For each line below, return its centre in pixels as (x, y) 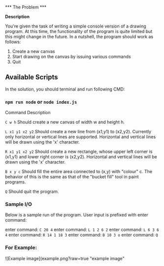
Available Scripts (31, 77)
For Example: (21, 248)
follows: (13, 42)
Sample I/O (19, 205)
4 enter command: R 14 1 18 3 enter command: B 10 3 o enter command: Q (82, 235)
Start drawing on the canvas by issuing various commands (71, 57)
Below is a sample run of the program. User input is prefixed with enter (77, 215)
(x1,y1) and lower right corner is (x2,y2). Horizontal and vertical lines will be (81, 157)
